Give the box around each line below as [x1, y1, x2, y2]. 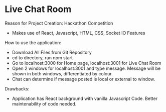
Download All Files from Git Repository [12, 49, 92, 55]
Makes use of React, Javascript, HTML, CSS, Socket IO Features [12, 30, 145, 36]
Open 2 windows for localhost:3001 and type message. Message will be [12, 65, 161, 71]
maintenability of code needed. [12, 100, 77, 106]
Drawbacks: [5, 85, 30, 91]
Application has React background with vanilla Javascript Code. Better [12, 95, 158, 101]
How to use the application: [5, 39, 61, 46]
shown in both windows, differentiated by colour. [12, 70, 113, 76]
